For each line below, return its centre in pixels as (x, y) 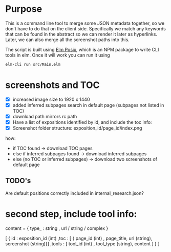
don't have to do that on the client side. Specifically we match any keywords (86, 28)
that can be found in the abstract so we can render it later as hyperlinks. (81, 34)
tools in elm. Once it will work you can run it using (58, 55)
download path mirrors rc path (45, 116)
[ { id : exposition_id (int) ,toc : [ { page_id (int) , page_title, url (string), (79, 238)
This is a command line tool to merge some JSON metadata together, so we (85, 23)
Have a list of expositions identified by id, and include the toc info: (82, 122)
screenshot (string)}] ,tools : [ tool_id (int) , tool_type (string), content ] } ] (82, 244)
